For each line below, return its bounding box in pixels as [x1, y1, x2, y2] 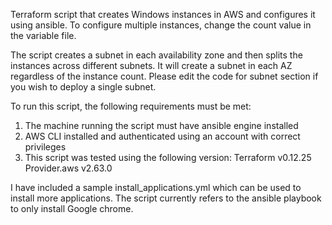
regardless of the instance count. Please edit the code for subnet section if [10, 70, 319, 82]
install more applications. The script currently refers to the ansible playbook [10, 192, 322, 204]
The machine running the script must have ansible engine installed [24, 120, 299, 131]
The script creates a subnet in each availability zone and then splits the [10, 49, 303, 61]
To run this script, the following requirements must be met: [10, 100, 252, 112]
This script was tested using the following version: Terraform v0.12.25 [24, 152, 312, 163]
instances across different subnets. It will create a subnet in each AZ [10, 60, 293, 71]
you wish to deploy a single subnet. [10, 81, 157, 93]
